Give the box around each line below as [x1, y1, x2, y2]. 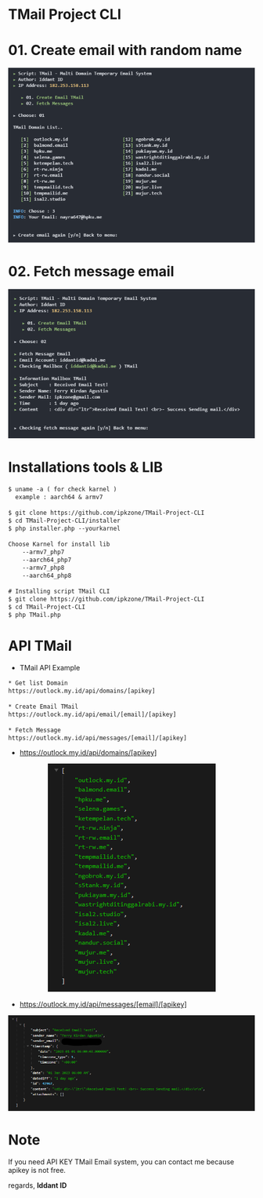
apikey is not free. [8, 1166, 67, 1175]
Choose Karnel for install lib [8, 540, 110, 548]
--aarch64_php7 [22, 556, 72, 564]
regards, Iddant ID [8, 1181, 67, 1190]
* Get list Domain [8, 679, 68, 687]
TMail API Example [19, 663, 81, 672]
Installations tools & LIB [8, 458, 163, 477]
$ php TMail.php [8, 611, 61, 619]
